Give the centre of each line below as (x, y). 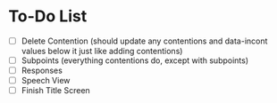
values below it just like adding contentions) (102, 51)
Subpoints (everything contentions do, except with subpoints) (135, 60)
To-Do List (48, 16)
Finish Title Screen (55, 91)
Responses (42, 71)
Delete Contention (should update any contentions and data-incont (144, 41)
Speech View (46, 81)
